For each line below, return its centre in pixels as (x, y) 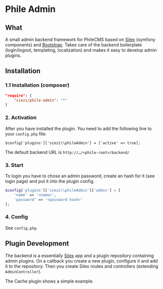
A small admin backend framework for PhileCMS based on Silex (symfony (80, 39)
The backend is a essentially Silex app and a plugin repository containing (80, 256)
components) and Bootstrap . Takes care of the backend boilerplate (74, 45)
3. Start (14, 165)
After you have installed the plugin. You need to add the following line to (79, 129)
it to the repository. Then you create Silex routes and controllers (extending (82, 266)
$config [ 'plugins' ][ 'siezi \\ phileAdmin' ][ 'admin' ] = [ (63, 190)
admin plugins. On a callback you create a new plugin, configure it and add (81, 261)
